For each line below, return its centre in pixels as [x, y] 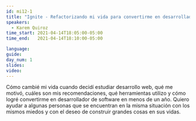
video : [14, 70]
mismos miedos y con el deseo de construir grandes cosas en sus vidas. [93, 112]
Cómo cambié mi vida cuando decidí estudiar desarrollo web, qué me [90, 87]
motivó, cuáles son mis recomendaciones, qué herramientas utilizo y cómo [96, 93]
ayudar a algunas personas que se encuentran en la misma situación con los [98, 106]
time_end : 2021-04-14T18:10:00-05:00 [55, 38]
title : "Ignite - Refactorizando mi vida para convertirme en [83, 17]
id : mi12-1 [19, 11]
